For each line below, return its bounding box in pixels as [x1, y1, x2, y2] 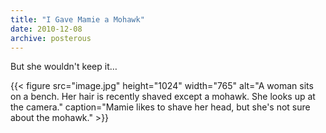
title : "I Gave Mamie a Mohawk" [10, 14, 145, 25]
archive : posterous [10, 33, 92, 43]
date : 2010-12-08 [10, 24, 83, 34]
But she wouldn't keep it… [10, 61, 118, 73]
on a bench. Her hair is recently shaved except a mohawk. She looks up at [10, 91, 316, 103]
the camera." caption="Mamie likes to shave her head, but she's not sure [10, 101, 311, 113]
